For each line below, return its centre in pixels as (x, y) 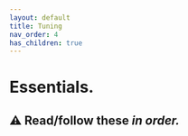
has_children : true (46, 43)
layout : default (40, 18)
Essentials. (52, 87)
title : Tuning (36, 26)
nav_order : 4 (34, 34)
